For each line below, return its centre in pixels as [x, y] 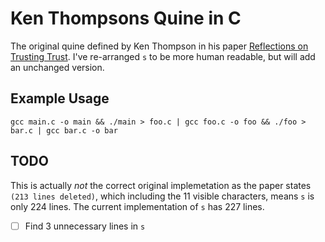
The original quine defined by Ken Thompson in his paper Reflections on [159, 46]
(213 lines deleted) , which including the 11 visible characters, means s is [162, 196]
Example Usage [60, 98]
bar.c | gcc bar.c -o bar [64, 130]
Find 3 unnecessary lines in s [85, 226]
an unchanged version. [57, 67]
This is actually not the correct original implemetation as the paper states [161, 185]
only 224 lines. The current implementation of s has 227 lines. [137, 206]
